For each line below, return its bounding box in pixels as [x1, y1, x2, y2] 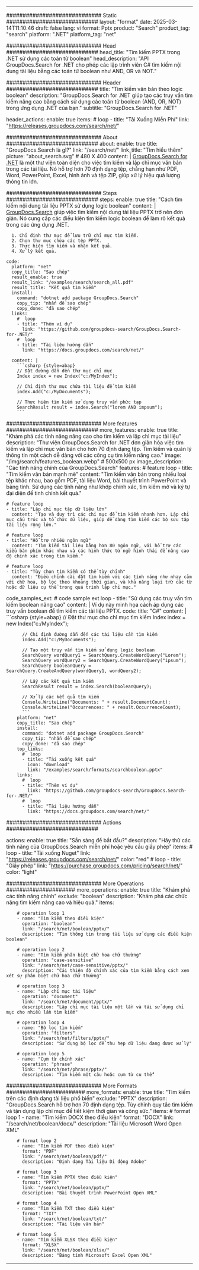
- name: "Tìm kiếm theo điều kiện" [17, 915, 105, 921]
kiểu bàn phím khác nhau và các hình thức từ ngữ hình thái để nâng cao [6, 548, 190, 554]
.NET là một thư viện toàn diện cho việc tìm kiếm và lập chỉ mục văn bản [6, 159, 182, 166]
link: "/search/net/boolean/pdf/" [21, 1153, 108, 1159]
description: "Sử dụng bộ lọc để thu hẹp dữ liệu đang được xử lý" [21, 1040, 192, 1046]
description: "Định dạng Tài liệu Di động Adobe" [21, 1159, 147, 1165]
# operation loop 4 [17, 1020, 65, 1026]
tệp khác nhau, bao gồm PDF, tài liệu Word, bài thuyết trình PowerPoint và [6, 477, 187, 484]
